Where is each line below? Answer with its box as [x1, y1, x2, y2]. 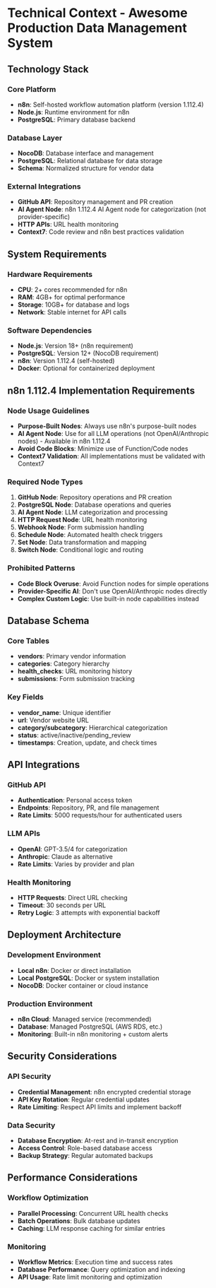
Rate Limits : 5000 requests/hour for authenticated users [17, 811, 182, 820]
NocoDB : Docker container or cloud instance [17, 981, 148, 990]
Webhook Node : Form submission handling [17, 523, 145, 531]
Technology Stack [7, 63, 89, 75]
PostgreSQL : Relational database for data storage [17, 157, 163, 165]
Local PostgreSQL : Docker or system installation [17, 974, 160, 982]
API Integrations [7, 759, 80, 771]
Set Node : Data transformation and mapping [17, 538, 147, 547]
